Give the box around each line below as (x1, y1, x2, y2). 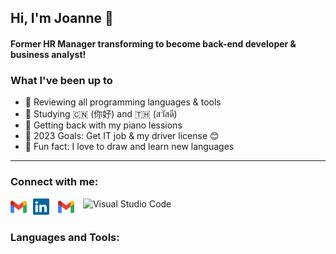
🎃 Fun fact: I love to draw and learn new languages (24, 141, 235, 153)
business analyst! (10, 48, 87, 60)
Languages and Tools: (10, 230, 120, 244)
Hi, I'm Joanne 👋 (10, 10, 114, 27)
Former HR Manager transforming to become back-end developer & (10, 37, 297, 50)
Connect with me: (10, 175, 99, 189)
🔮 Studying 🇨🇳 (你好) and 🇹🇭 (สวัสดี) (24, 108, 178, 120)
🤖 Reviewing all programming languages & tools (24, 96, 222, 108)
